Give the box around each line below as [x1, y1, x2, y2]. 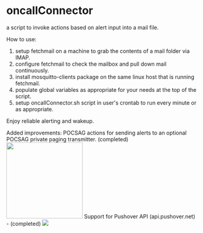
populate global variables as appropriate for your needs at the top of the [15, 86, 197, 93]
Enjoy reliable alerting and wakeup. [6, 117, 94, 125]
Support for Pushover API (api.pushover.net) [84, 212, 196, 220]
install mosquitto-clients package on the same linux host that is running [15, 73, 194, 80]
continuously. [15, 66, 49, 74]
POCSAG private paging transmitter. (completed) [6, 135, 129, 143]
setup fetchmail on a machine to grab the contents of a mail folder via [15, 47, 190, 55]
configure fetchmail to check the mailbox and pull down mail [15, 60, 166, 68]
